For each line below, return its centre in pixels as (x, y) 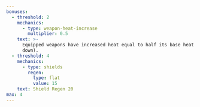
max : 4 (14, 95)
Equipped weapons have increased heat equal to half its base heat (108, 45)
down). (30, 51)
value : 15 (45, 84)
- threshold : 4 (31, 56)
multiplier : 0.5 (48, 34)
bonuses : (17, 12)
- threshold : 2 (31, 17)
